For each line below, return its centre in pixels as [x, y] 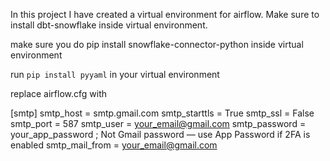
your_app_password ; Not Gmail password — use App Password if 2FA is [160, 134]
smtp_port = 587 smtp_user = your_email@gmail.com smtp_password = [158, 123]
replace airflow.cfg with [59, 93]
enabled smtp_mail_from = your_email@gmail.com [114, 145]
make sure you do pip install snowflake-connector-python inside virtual [157, 44]
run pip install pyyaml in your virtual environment [115, 74]
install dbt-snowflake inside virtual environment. [109, 25]
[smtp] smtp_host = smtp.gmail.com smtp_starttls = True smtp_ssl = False [162, 113]
